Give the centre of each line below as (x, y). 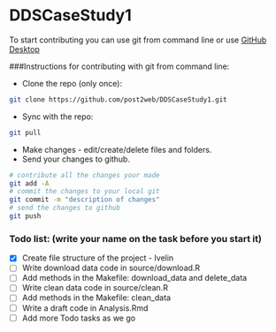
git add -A (29, 183)
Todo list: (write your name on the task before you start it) (136, 238)
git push (25, 216)
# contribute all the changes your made (85, 175)
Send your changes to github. (76, 159)
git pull (25, 132)
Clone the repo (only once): (72, 83)
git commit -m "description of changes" (85, 200)
